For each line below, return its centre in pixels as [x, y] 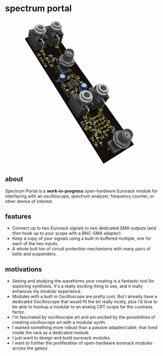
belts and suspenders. [35, 254]
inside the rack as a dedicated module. [51, 333]
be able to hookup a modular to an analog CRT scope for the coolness [82, 307]
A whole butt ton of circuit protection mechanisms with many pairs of [81, 249]
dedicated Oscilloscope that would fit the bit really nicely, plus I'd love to [85, 302]
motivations [24, 269]
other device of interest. [29, 201]
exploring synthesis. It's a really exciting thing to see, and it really [77, 286]
